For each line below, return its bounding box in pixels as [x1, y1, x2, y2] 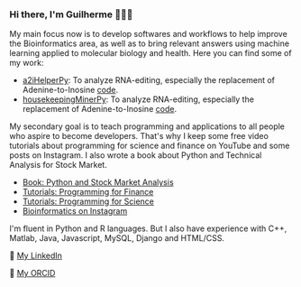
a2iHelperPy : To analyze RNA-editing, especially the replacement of [22, 75, 276, 86]
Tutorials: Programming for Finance [22, 187, 154, 198]
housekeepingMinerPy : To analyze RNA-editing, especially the [22, 94, 255, 105]
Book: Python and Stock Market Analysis [22, 177, 174, 188]
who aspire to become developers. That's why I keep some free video [9, 131, 269, 142]
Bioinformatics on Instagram [22, 206, 128, 217]
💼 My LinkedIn [9, 250, 63, 261]
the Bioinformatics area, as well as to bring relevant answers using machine [9, 38, 290, 49]
